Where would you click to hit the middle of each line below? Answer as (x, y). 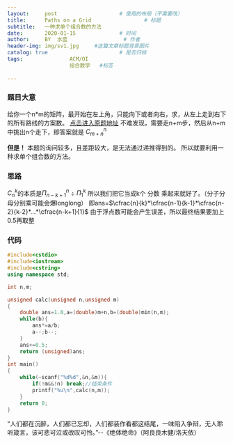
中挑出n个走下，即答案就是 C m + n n (57, 132)
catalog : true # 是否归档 (77, 53)
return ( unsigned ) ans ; (53, 351)
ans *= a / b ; (46, 326)
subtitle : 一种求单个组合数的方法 (55, 26)
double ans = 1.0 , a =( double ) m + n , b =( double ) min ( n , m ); (95, 313)
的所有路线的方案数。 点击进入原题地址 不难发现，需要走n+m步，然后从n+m (116, 123)
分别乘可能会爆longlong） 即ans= (61, 203)
